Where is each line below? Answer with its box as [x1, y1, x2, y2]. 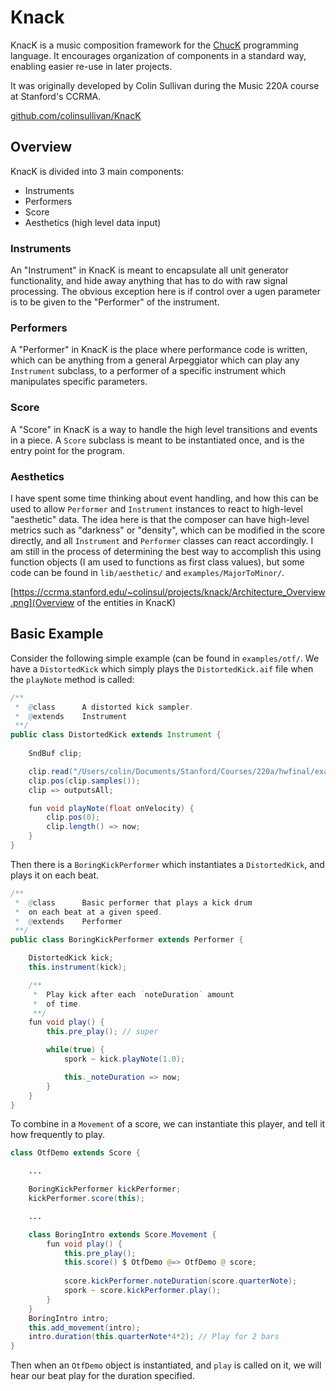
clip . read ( [28, 766, 74, 776]
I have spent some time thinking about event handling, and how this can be [10, 492, 319, 504]
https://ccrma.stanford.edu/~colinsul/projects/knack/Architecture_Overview [13, 586, 326, 598]
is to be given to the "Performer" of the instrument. [10, 296, 220, 308]
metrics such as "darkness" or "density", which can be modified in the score [10, 524, 326, 536]
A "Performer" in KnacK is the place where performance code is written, [10, 344, 308, 356]
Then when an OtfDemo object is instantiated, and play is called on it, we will [10, 1359, 322, 1371]
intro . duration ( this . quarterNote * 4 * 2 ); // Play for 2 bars [28, 1332, 280, 1342]
